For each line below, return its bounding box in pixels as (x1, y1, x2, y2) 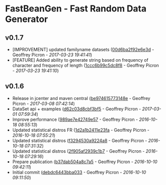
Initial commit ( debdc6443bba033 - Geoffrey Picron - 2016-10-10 (12, 169, 146, 175)
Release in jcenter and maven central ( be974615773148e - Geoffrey (12, 95, 151, 101)
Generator (5, 13, 48, 25)
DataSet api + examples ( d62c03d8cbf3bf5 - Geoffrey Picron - (12, 105, 141, 112)
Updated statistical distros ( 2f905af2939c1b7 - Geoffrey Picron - (12, 148, 145, 154)
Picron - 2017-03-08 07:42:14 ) (12, 100, 75, 106)
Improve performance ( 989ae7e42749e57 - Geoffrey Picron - (12, 116, 138, 122)
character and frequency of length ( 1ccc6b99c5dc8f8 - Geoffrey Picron (12, 63, 160, 68)
